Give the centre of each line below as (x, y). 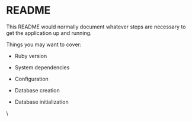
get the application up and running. (49, 33)
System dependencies (42, 67)
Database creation (37, 90)
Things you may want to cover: (44, 44)
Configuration (31, 79)
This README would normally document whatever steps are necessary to (96, 27)
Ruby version (31, 56)
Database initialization (42, 102)
